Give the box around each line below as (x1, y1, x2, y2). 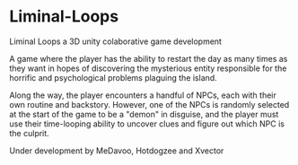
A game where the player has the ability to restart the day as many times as (9, 53, 288, 64)
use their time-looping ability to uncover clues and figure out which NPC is (9, 118, 285, 129)
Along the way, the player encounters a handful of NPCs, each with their (9, 90, 276, 100)
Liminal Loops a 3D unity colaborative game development (9, 36, 223, 47)
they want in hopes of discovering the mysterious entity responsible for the (9, 63, 287, 74)
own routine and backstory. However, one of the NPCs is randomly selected (9, 99, 290, 109)
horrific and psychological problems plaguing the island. (9, 72, 217, 82)
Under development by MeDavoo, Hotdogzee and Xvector (9, 145, 224, 156)
